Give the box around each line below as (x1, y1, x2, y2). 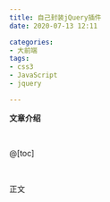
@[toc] (9, 147, 35, 158)
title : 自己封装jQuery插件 (9, 13, 102, 22)
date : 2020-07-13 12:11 (9, 21, 98, 30)
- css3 (9, 63, 34, 72)
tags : (9, 55, 30, 63)
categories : (9, 38, 54, 46)
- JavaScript (9, 71, 58, 80)
